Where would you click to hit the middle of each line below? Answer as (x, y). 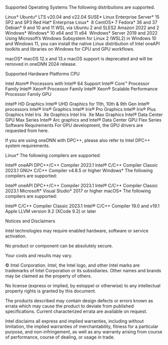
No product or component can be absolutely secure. (59, 246)
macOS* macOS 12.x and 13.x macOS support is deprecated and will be (79, 59)
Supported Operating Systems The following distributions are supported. (80, 7)
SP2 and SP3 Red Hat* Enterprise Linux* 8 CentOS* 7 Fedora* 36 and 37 (81, 22)
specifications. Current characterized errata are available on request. (76, 311)
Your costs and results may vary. (39, 255)
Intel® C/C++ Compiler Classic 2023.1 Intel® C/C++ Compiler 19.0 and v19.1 (82, 206)
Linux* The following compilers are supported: (53, 155)
